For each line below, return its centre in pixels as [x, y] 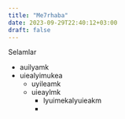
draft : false [29, 30]
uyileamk [46, 84]
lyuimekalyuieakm [72, 101]
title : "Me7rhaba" [38, 15]
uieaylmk [46, 92]
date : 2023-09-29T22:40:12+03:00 [63, 23]
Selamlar [22, 52]
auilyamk [34, 67]
